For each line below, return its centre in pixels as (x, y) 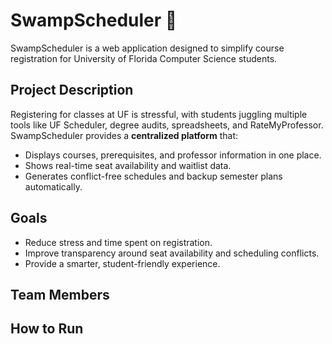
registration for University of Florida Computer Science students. (144, 58)
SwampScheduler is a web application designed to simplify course (147, 48)
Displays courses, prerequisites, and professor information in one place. (173, 155)
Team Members (60, 294)
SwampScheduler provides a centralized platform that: (124, 135)
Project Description (72, 90)
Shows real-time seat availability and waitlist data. (128, 165)
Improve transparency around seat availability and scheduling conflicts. (172, 253)
